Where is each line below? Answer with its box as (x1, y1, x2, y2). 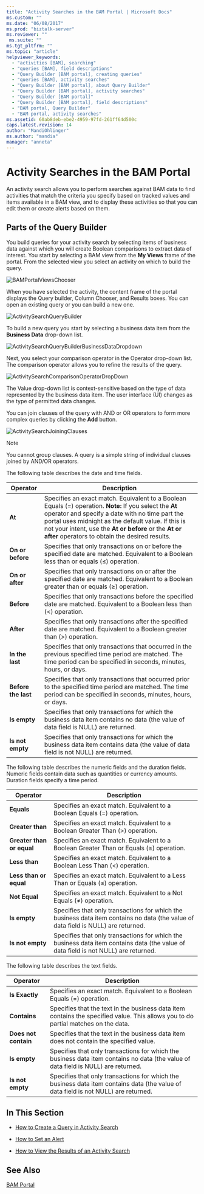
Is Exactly (9, 990, 38, 999)
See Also (6, 1165, 41, 1175)
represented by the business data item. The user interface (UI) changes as (6, 390, 193, 398)
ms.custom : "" (6, 15, 42, 21)
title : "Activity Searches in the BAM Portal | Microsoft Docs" (6, 9, 172, 15)
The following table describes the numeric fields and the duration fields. (6, 763, 186, 771)
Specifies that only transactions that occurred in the (44, 642, 192, 651)
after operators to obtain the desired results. (44, 532, 171, 540)
